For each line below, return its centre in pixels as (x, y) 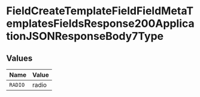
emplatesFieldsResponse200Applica (100, 24)
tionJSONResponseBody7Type (85, 36)
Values (19, 58)
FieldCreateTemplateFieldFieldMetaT (100, 11)
